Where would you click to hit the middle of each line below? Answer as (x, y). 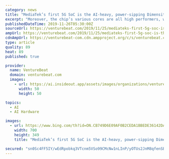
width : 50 (29, 89)
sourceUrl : (17, 29)
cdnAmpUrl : (17, 38)
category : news (21, 10)
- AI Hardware (24, 112)
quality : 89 (18, 47)
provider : (16, 66)
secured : (14, 148)
